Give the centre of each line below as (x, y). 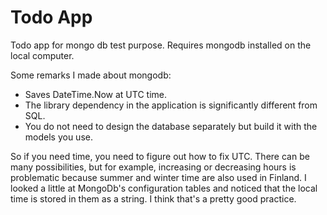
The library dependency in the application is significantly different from (171, 105)
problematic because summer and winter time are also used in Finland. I (158, 177)
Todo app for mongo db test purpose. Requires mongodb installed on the (161, 45)
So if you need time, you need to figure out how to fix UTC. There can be (160, 156)
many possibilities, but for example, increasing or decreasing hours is (153, 167)
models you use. (58, 137)
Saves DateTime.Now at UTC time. (95, 94)
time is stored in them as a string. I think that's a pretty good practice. (153, 198)
